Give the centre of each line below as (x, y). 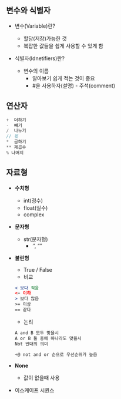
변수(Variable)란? (35, 26)
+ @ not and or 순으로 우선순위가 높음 (56, 355)
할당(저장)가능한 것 (45, 38)
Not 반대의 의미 (31, 344)
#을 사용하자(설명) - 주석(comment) (74, 85)
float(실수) (36, 207)
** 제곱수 (16, 147)
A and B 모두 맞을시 (36, 333)
